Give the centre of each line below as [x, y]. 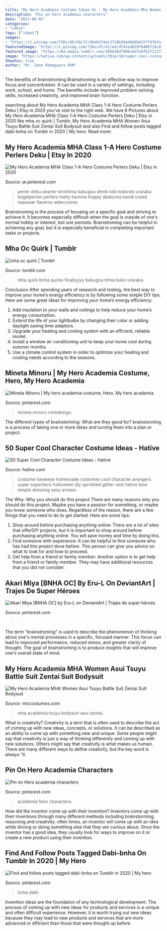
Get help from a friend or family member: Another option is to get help [84, 557]
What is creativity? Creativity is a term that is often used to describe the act [82, 723]
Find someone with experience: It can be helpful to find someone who [84, 541]
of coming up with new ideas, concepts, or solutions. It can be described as [83, 728]
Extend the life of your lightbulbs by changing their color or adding [80, 320]
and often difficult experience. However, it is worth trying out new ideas [78, 913]
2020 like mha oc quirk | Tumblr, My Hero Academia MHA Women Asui [78, 121]
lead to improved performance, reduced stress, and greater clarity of [76, 643]
